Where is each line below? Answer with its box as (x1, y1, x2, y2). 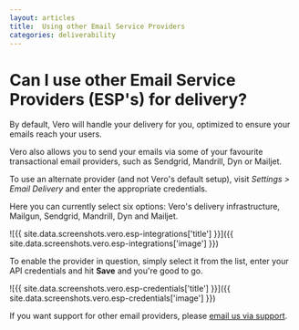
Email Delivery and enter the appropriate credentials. (9, 183, 208, 194)
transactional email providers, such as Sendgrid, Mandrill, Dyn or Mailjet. (9, 156, 283, 167)
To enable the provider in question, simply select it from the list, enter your (9, 256, 289, 267)
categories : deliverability (9, 30, 117, 39)
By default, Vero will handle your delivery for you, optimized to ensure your (9, 119, 291, 130)
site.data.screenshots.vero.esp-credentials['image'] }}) (9, 293, 216, 304)
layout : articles (9, 13, 76, 23)
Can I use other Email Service (9, 69, 236, 90)
